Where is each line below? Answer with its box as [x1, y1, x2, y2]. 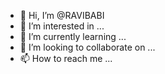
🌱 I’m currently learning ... [19, 31, 127, 42]
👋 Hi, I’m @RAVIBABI [19, 10, 105, 21]
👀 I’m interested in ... [19, 20, 105, 32]
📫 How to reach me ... [19, 53, 113, 64]
